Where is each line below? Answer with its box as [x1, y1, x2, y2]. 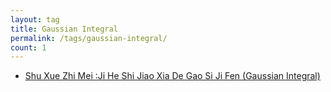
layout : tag [10, 14, 60, 25]
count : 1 [10, 42, 47, 53]
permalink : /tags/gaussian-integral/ [10, 33, 168, 43]
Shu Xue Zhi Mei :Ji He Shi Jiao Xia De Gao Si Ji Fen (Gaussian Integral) [24, 70, 321, 82]
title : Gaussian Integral [10, 24, 118, 34]
